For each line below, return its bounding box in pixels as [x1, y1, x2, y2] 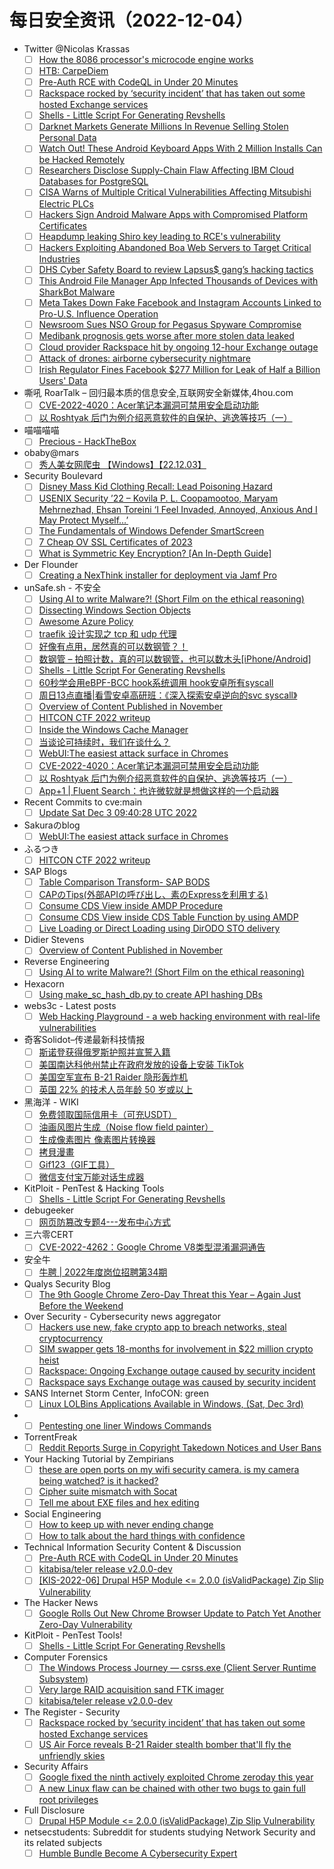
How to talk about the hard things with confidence [38, 1530, 246, 1542]
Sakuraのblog [23, 819, 81, 831]
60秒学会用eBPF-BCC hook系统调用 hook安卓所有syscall [38, 677, 274, 689]
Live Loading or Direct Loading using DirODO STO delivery [38, 922, 281, 935]
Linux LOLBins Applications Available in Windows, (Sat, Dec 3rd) [38, 1397, 304, 1410]
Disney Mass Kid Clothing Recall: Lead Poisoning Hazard [38, 481, 273, 493]
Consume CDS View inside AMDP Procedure [38, 900, 224, 912]
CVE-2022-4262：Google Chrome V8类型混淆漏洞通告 [38, 1241, 266, 1253]
